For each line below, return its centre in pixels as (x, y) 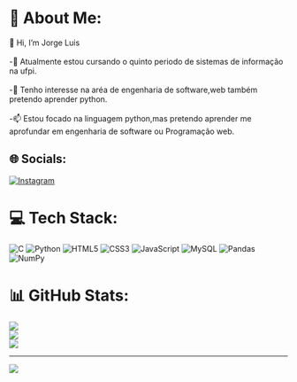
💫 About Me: (56, 18)
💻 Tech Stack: (64, 218)
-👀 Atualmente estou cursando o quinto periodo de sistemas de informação (146, 61)
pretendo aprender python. (58, 99)
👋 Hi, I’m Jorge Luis (45, 43)
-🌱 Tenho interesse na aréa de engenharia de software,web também (133, 90)
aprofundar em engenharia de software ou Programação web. (122, 131)
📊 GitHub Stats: (69, 295)
